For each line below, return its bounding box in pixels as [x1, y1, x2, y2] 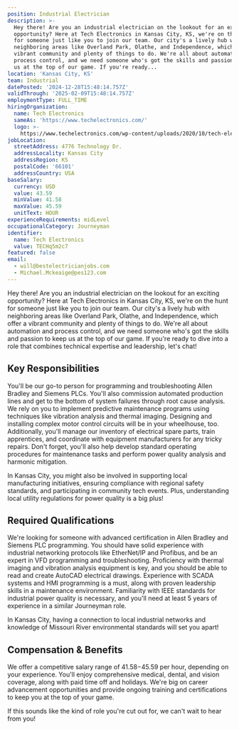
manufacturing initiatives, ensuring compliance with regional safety [7, 479, 204, 487]
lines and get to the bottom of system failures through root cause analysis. [7, 397, 225, 405]
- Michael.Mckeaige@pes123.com [14, 269, 107, 276]
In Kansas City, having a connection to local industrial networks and [7, 615, 206, 624]
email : [7, 256, 27, 263]
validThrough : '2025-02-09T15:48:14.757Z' [7, 90, 135, 97]
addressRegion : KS [14, 156, 69, 164]
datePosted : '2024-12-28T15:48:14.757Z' [7, 83, 129, 91]
